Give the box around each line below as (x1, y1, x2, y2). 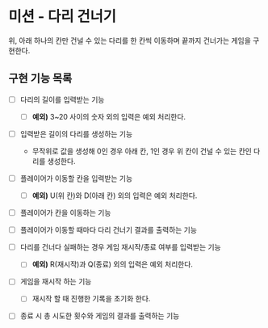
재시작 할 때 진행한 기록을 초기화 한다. (31, 294, 151, 304)
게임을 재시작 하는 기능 (19, 276, 92, 287)
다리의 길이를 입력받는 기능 (19, 95, 105, 104)
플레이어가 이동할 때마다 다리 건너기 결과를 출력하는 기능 (19, 225, 198, 235)
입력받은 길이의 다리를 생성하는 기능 (19, 128, 133, 138)
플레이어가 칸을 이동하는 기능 (19, 208, 111, 218)
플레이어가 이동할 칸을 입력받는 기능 (19, 173, 133, 183)
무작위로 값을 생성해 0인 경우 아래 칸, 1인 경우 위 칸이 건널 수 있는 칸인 (31, 146, 252, 156)
